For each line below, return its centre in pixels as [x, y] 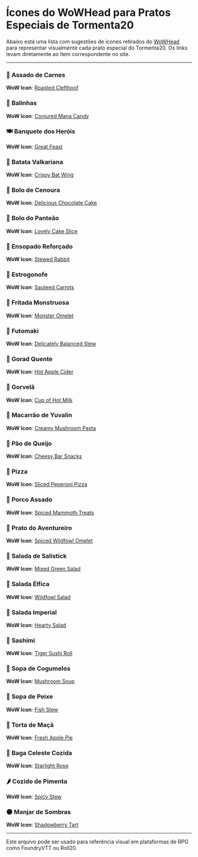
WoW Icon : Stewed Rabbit [38, 259]
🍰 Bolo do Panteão [33, 218]
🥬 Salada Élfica [28, 584]
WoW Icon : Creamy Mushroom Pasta [51, 428]
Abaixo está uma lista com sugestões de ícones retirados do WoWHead [93, 41]
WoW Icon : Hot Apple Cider [40, 372]
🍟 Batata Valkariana [35, 162]
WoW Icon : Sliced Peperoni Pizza [47, 485]
